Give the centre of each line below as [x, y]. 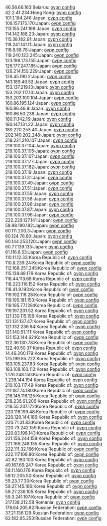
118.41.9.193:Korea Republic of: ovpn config [50, 289]
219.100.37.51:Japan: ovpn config [39, 188]
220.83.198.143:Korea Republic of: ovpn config [53, 433]
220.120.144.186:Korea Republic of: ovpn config [53, 417]
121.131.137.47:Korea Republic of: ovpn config [51, 321]
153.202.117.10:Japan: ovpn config [40, 92]
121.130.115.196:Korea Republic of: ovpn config [52, 316]
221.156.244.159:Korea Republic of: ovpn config [53, 438]
